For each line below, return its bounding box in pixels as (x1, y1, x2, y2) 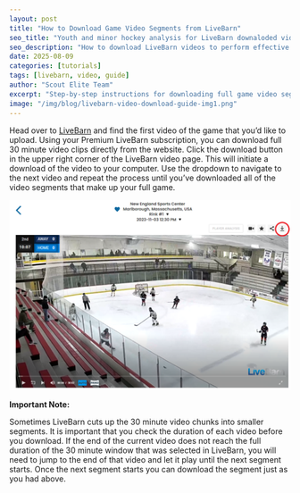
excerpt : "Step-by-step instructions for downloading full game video (9, 89, 278, 98)
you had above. (9, 473, 67, 484)
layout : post (9, 14, 58, 23)
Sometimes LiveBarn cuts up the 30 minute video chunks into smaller (9, 416, 264, 428)
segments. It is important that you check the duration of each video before (9, 426, 283, 437)
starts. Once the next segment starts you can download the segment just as (9, 464, 288, 475)
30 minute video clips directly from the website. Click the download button (9, 144, 284, 155)
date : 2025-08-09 (9, 52, 74, 62)
